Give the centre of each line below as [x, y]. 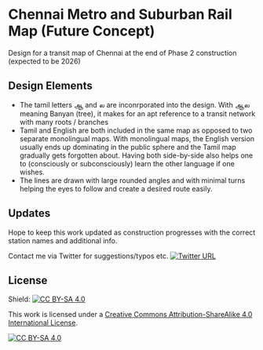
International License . [43, 323]
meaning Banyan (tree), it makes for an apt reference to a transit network [137, 113]
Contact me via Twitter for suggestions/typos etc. [88, 256]
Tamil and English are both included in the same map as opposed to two [136, 130]
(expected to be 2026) [44, 61]
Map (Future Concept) [82, 31]
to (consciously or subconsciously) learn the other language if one [127, 163]
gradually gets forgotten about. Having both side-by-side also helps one [136, 155]
